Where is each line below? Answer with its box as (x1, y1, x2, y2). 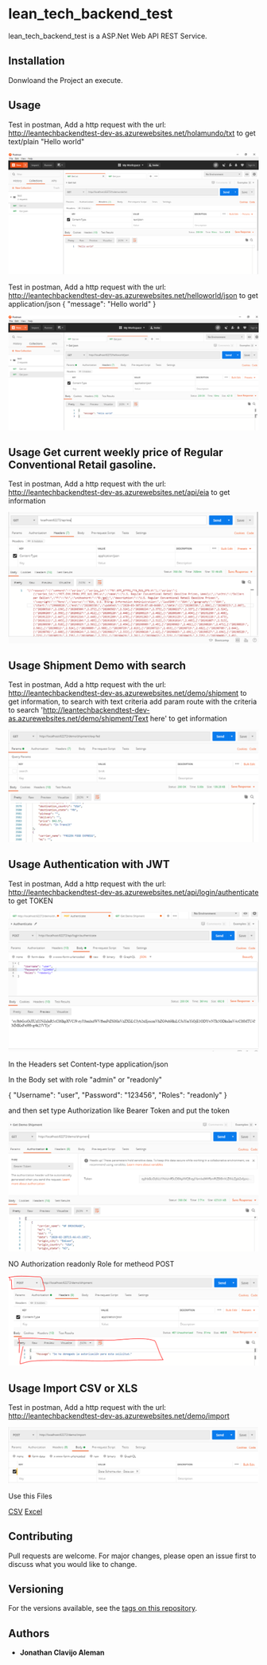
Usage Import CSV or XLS (8, 1381, 138, 1395)
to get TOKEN (8, 896, 53, 905)
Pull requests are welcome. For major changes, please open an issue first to (8, 1551, 257, 1561)
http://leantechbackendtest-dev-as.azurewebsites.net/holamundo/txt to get (8, 128, 256, 138)
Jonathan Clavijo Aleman (19, 1647, 105, 1658)
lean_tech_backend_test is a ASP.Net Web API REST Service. (8, 31, 208, 41)
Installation (8, 54, 65, 68)
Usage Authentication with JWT (8, 858, 171, 871)
